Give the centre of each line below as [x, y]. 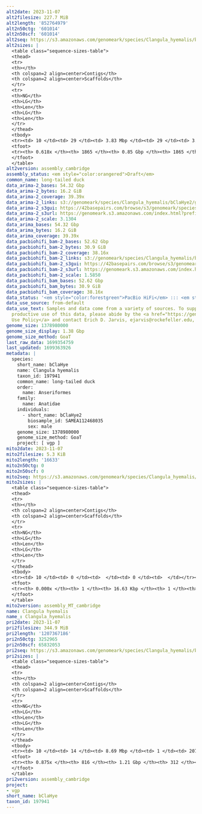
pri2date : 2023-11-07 [33, 622]
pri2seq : [17, 650]
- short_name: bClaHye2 [52, 415]
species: [23, 359]
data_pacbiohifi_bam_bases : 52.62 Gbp [55, 281]
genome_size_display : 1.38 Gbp [45, 331]
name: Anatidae [41, 404]
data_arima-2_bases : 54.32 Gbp [45, 186]
